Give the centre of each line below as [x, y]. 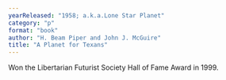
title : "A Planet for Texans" [58, 45]
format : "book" [33, 30]
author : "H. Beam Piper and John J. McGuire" [84, 38]
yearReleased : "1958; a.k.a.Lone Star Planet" [86, 15]
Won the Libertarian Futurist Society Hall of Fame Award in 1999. [114, 67]
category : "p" [32, 23]
